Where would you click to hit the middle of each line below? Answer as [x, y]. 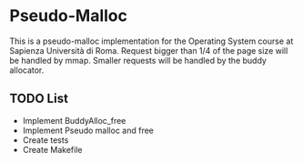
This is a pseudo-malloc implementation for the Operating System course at [151, 41]
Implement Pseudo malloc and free [88, 130]
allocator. [27, 70]
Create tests [45, 140]
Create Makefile [52, 149]
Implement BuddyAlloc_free [74, 120]
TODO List [39, 99]
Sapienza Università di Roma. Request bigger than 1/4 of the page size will [149, 50]
